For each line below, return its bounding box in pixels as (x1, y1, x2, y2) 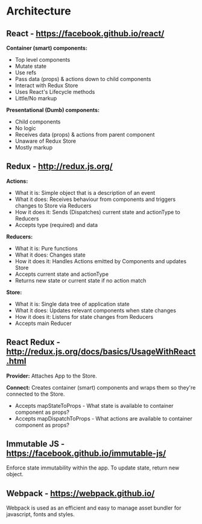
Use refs (14, 69, 37, 76)
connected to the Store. (6, 390, 65, 398)
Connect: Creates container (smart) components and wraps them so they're (6, 384, 196, 391)
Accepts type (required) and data (14, 221, 98, 228)
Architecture (6, 4, 71, 18)
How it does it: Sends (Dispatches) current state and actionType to (14, 208, 181, 215)
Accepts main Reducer (14, 319, 72, 327)
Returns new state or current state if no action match (14, 277, 147, 284)
